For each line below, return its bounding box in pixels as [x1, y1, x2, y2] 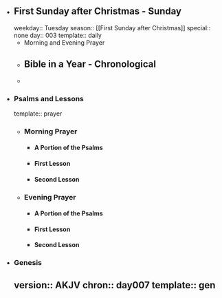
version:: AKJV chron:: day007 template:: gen [13, 279, 216, 291]
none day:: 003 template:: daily [13, 31, 102, 39]
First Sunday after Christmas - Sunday [13, 6, 182, 17]
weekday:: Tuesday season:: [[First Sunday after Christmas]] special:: [13, 23, 211, 32]
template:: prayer [13, 109, 63, 118]
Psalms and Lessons [13, 94, 85, 103]
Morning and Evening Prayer [23, 38, 105, 47]
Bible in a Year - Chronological [23, 58, 157, 70]
